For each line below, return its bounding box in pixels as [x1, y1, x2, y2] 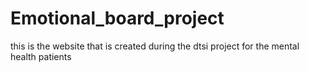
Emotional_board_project [10, 7, 225, 30]
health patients [10, 50, 72, 62]
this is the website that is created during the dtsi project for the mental [10, 40, 300, 52]
